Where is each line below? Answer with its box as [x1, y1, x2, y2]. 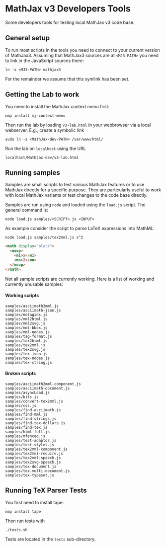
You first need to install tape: [5, 499, 64, 505]
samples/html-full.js [5, 429, 50, 435]
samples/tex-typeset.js [5, 473, 55, 478]
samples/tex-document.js [5, 464, 57, 469]
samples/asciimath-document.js [5, 386, 70, 391]
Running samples [5, 168, 61, 177]
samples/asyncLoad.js [5, 391, 50, 395]
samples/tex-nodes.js [5, 356, 50, 361]
